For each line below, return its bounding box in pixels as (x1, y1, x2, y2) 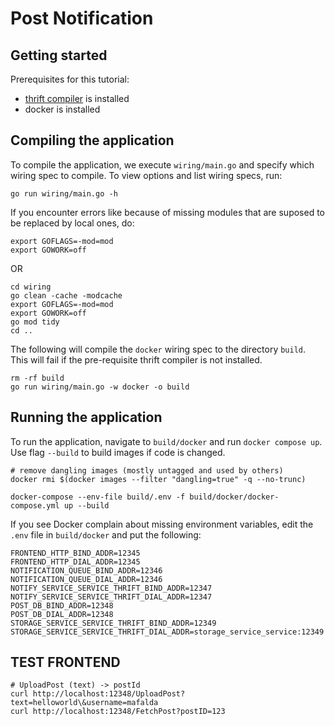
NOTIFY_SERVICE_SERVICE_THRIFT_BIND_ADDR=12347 (10, 583, 213, 593)
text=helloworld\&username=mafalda (10, 698, 159, 708)
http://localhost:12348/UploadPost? (32, 689, 186, 699)
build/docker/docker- (189, 492, 280, 502)
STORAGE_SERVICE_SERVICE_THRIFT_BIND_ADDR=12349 (10, 618, 217, 628)
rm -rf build (10, 373, 65, 383)
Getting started (10, 47, 108, 64)
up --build (63, 500, 110, 511)
